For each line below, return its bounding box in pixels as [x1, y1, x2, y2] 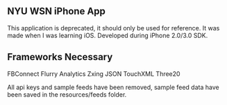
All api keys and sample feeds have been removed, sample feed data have [7, 83, 220, 91]
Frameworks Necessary [7, 51, 113, 63]
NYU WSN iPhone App [7, 6, 106, 17]
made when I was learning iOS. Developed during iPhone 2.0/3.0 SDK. [7, 31, 208, 39]
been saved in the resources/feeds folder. [7, 90, 127, 99]
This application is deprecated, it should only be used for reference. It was [7, 23, 220, 32]
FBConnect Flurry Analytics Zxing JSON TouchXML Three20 [7, 69, 180, 78]
